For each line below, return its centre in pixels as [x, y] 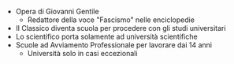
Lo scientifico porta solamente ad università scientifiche [107, 36]
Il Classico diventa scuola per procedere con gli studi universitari [121, 28]
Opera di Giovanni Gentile [58, 11]
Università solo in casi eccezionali [82, 53]
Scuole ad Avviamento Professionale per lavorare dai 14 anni [114, 45]
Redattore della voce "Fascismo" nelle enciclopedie [111, 20]
